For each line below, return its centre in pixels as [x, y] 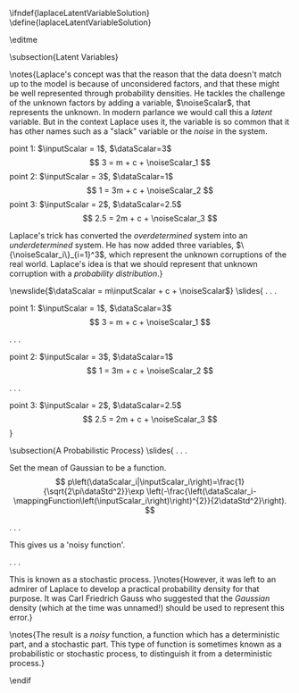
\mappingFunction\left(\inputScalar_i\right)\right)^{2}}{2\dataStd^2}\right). [150, 501]
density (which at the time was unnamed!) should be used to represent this [147, 608]
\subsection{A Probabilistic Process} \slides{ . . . [98, 451]
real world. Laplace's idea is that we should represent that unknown [134, 264]
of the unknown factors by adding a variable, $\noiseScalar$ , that [130, 103]
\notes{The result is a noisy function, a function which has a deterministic [145, 635]
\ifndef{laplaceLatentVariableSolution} [79, 13]
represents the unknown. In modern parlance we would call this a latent [141, 112]
